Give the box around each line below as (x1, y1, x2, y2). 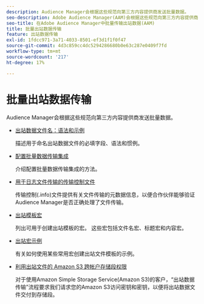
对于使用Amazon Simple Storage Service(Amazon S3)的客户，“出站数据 (15, 276, 195, 283)
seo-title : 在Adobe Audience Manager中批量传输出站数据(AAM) (6, 20, 155, 26)
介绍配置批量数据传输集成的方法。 (15, 165, 101, 173)
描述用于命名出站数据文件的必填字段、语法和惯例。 (15, 140, 143, 147)
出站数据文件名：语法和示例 (15, 127, 85, 134)
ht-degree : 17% (6, 59, 45, 65)
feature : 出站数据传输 (6, 31, 58, 38)
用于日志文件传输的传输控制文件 (15, 178, 95, 185)
